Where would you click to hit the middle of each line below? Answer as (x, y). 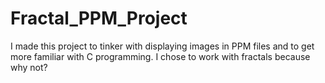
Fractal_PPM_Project (99, 18)
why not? (29, 67)
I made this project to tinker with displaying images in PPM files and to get (162, 46)
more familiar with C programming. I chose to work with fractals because (160, 56)
